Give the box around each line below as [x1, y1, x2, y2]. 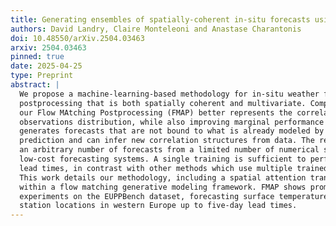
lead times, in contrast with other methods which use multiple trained [19, 163, 329, 173]
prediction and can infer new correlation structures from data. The [19, 136, 315, 146]
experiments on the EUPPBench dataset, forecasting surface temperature [19, 191, 329, 201]
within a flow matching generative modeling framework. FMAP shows [19, 182, 307, 192]
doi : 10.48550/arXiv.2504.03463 [10, 33, 145, 43]
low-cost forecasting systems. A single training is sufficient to [19, 154, 307, 164]
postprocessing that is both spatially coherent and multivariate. [19, 98, 307, 108]
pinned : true [10, 52, 65, 62]
